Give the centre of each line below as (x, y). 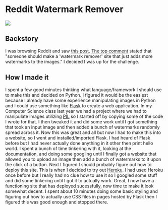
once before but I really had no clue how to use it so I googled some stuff (81, 175)
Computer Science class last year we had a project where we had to (76, 111)
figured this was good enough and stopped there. (57, 202)
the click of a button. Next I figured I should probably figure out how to (78, 164)
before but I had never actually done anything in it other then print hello (79, 143)
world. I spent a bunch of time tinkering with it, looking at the (68, 148)
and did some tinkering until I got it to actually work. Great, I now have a (80, 180)
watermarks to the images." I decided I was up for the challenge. (72, 61)
